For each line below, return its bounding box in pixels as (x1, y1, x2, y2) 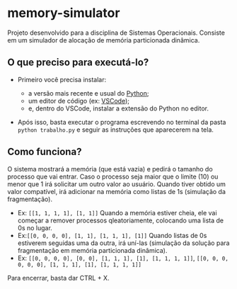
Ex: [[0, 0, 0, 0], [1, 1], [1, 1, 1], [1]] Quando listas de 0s (17, 231, 207, 239)
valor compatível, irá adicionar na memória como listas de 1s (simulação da (7, 187, 226, 195)
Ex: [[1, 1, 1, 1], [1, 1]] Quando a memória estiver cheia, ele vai (17, 208, 217, 217)
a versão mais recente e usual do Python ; (28, 89, 149, 97)
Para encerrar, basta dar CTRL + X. (7, 273, 110, 282)
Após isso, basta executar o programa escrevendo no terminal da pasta (17, 118, 226, 126)
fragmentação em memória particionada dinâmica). (17, 246, 168, 254)
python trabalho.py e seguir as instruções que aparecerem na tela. (17, 125, 214, 134)
